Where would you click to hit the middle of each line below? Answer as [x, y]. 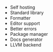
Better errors [23, 29]
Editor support [25, 23]
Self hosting [22, 7]
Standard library [27, 13]
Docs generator [26, 39]
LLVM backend [25, 45]
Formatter [20, 18]
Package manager [29, 34]
